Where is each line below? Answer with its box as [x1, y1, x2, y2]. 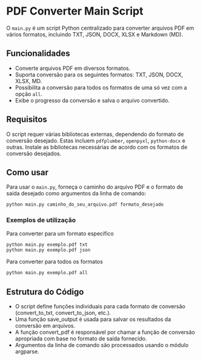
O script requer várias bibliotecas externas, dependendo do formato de [6, 130, 184, 138]
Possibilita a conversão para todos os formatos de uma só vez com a [15, 84, 188, 91]
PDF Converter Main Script [6, 4, 143, 18]
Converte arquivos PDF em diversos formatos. [15, 64, 131, 72]
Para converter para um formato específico [6, 229, 114, 237]
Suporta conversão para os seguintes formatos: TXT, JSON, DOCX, [15, 71, 183, 78]
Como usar [6, 167, 49, 177]
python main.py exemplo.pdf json [6, 247, 91, 253]
